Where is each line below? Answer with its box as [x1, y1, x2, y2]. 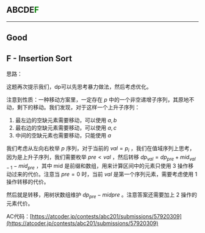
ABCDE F [6, 5, 40, 15]
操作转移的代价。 [6, 178, 49, 186]
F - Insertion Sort [6, 53, 72, 63]
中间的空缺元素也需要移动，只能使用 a [15, 132, 112, 139]
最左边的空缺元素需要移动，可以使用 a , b [15, 117, 117, 124]
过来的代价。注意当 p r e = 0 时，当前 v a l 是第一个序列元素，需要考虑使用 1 [11, 170, 198, 178]
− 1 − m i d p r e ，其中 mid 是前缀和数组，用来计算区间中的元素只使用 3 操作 [6, 162, 189, 171]
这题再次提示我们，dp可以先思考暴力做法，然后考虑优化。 [6, 83, 153, 91]
